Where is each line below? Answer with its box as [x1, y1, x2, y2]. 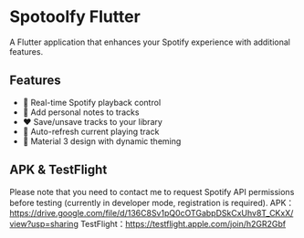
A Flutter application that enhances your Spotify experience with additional [9, 36, 290, 47]
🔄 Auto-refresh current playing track [22, 126, 160, 137]
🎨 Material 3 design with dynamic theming [22, 135, 182, 147]
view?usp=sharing [9, 218, 79, 229]
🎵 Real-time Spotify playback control [22, 97, 162, 108]
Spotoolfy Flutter [9, 6, 142, 27]
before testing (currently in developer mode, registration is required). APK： [9, 197, 295, 208]
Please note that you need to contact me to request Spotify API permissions [9, 186, 295, 197]
